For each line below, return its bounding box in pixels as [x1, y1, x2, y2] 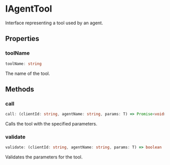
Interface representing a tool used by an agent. [5, 20, 103, 26]
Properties [5, 34, 39, 43]
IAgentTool [5, 3, 52, 15]
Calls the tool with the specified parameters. [5, 121, 98, 127]
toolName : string [5, 61, 42, 66]
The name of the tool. [5, 70, 51, 76]
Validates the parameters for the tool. [5, 154, 83, 160]
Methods [5, 85, 34, 94]
